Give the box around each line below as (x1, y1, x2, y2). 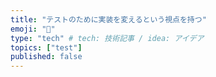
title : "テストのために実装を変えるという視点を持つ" (10, 14, 207, 25)
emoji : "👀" (10, 24, 56, 34)
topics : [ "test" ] (10, 42, 83, 53)
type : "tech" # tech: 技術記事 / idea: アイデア (10, 33, 205, 43)
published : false (10, 52, 83, 62)
